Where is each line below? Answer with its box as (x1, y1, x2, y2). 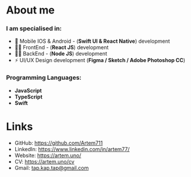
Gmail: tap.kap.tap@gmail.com (14, 164, 89, 171)
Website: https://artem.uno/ (14, 152, 81, 159)
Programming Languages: (6, 74, 82, 82)
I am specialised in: (6, 25, 62, 33)
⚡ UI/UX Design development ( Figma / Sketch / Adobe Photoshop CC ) (14, 57, 186, 64)
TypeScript (14, 93, 43, 100)
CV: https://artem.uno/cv (14, 158, 75, 165)
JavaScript (14, 87, 42, 94)
